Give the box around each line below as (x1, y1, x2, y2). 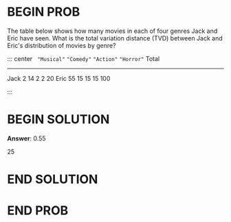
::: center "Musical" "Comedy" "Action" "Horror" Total (7, 54, 160, 62)
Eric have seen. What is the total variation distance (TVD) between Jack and (7, 34, 223, 42)
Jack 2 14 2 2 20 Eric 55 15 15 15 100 (7, 74, 111, 82)
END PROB (7, 203, 69, 219)
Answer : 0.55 (7, 134, 46, 143)
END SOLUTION (7, 172, 98, 187)
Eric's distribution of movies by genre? (7, 41, 116, 49)
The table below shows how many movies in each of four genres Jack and (7, 27, 218, 35)
